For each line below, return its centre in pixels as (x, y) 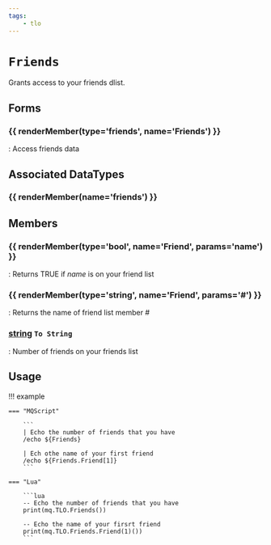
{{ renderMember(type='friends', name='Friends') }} (114, 131)
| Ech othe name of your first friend (88, 454)
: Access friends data (44, 149)
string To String (40, 334)
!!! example (27, 396)
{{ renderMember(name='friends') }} (83, 197)
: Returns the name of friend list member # (79, 313)
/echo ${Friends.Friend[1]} (70, 461)
